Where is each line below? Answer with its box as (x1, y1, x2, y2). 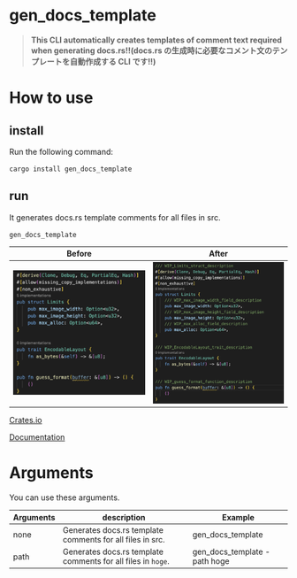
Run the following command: (9, 146, 113, 157)
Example (222, 512, 255, 522)
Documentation (9, 432, 65, 443)
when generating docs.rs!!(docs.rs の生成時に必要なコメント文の (30, 45, 272, 56)
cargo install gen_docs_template (9, 165, 133, 173)
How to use (9, 88, 94, 108)
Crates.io (9, 415, 42, 426)
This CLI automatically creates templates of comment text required (30, 35, 283, 45)
